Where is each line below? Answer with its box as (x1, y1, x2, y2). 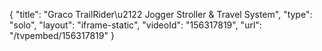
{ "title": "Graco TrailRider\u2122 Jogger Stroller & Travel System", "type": (9, 9, 313, 20)
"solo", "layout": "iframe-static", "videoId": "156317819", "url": (9, 19, 262, 31)
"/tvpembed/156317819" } (9, 30, 115, 41)
